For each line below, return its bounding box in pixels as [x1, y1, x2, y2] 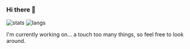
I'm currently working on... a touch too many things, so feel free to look [6, 31, 184, 38]
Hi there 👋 [6, 5, 36, 14]
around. [6, 38, 26, 45]
